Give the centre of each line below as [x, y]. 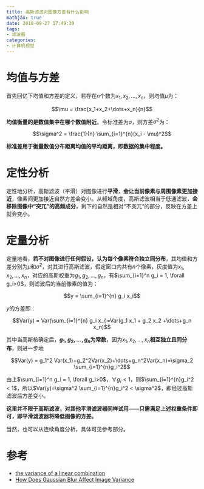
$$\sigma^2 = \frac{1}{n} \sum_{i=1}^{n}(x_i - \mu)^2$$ [102, 134]
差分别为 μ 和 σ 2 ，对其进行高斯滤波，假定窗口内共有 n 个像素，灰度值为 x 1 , [95, 267]
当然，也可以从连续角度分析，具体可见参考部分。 [67, 429]
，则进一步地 [28, 348]
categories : [21, 40]
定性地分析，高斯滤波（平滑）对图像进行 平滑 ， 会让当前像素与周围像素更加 [99, 191]
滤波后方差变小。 [28, 395]
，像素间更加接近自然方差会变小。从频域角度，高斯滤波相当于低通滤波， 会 [105, 199]
